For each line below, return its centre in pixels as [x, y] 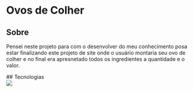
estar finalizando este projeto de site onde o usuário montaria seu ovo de [96, 53]
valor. [13, 65]
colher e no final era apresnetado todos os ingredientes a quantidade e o [96, 59]
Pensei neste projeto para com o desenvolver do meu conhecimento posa [97, 46]
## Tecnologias [25, 77]
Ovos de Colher [45, 10]
